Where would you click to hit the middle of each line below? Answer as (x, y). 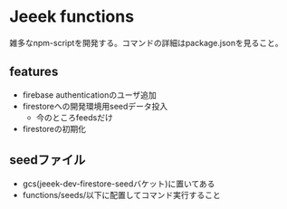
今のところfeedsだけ (74, 117)
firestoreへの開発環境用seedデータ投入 (95, 106)
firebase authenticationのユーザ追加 (89, 95)
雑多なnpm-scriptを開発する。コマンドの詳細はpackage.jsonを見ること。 (146, 43)
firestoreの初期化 (54, 128)
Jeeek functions (72, 17)
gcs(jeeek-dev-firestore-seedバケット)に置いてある (119, 184)
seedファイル (48, 160)
